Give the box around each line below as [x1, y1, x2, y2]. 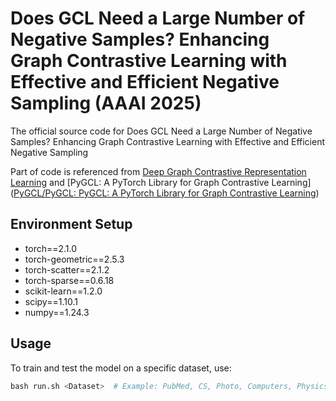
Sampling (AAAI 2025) [10, 92, 202, 115]
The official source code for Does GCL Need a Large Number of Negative [10, 125, 313, 137]
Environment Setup [10, 216, 133, 233]
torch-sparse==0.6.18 [24, 274, 115, 286]
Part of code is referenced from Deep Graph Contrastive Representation [10, 165, 307, 177]
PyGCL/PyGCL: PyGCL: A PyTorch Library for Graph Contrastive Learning [13, 187, 317, 199]
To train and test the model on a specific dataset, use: [10, 362, 232, 374]
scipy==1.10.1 [24, 295, 78, 307]
